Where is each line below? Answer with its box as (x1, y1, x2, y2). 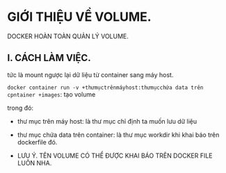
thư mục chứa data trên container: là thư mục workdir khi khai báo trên (17, 131, 220, 139)
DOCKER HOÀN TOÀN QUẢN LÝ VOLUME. (7, 32, 129, 40)
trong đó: (7, 104, 33, 112)
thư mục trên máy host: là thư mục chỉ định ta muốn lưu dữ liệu (17, 117, 197, 125)
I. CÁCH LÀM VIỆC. (7, 52, 92, 64)
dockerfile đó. (17, 138, 58, 146)
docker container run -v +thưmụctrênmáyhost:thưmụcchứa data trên (7, 84, 204, 91)
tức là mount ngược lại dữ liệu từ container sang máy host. (7, 70, 174, 79)
